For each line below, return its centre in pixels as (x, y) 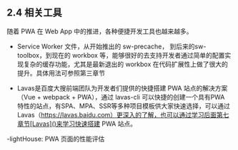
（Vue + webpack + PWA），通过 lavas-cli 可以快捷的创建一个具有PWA (121, 97)
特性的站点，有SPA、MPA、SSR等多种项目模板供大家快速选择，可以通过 (123, 106)
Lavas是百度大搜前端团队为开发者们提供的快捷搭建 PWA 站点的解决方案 (122, 88)
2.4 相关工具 (34, 13)
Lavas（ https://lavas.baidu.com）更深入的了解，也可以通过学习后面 (117, 114)
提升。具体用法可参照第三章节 (61, 73)
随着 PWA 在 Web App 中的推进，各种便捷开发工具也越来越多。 (100, 31)
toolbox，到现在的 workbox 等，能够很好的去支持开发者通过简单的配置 (121, 55)
